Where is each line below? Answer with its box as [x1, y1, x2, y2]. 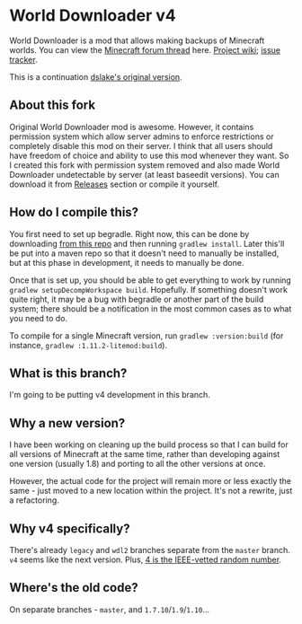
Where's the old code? [9, 580, 139, 595]
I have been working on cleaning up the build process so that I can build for [9, 439, 289, 450]
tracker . [9, 54, 38, 65]
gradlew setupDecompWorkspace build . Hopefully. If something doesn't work [9, 284, 288, 294]
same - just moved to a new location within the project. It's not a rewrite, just [9, 486, 293, 497]
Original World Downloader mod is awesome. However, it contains [9, 121, 254, 132]
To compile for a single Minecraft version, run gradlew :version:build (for [9, 330, 284, 341]
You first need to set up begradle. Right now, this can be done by [9, 228, 250, 239]
